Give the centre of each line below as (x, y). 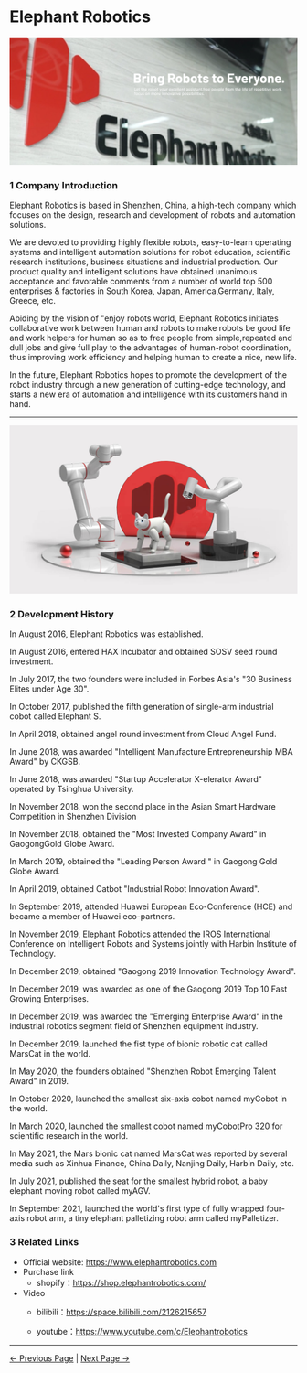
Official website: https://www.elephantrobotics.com (120, 1262)
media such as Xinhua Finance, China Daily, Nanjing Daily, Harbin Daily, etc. (152, 1164)
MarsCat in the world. (50, 1054)
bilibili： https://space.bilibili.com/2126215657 (122, 1312)
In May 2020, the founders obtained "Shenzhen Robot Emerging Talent (143, 1071)
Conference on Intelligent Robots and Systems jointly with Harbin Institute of (153, 944)
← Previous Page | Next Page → (70, 1358)
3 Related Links (44, 1242)
